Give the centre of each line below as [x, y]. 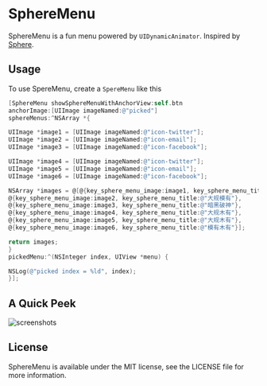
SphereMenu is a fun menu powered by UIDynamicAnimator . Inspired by [124, 36]
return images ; [33, 242]
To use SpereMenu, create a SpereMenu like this [85, 88]
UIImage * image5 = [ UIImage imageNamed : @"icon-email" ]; [103, 169]
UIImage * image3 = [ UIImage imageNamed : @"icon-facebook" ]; [108, 147]
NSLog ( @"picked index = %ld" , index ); [72, 271]
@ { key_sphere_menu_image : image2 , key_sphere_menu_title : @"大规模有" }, [125, 198]
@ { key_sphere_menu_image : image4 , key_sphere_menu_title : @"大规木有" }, [125, 213]
